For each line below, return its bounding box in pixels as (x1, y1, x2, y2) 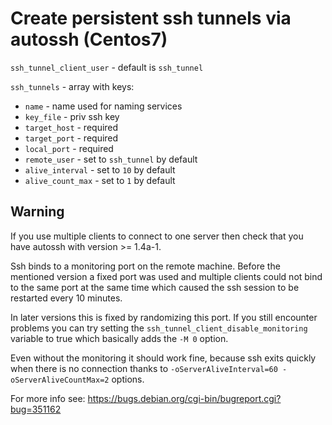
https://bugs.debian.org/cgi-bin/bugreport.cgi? (87, 392, 282, 404)
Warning (10, 203, 65, 221)
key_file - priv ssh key (24, 110, 120, 122)
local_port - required (24, 142, 114, 154)
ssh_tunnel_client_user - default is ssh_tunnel (10, 61, 204, 73)
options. (111, 373, 145, 385)
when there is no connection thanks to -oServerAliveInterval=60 (10, 362, 278, 374)
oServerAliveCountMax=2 (10, 375, 110, 385)
